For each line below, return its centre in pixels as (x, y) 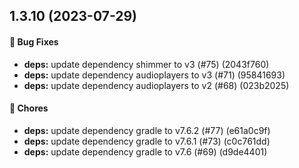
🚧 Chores (29, 108)
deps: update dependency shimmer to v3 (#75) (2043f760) (146, 64)
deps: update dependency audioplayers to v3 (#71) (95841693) (154, 75)
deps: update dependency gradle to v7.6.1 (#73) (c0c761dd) (147, 141)
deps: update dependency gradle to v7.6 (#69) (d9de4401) (145, 151)
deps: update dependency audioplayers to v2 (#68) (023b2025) (156, 85)
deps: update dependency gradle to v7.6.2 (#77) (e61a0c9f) (147, 130)
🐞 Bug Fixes (34, 41)
